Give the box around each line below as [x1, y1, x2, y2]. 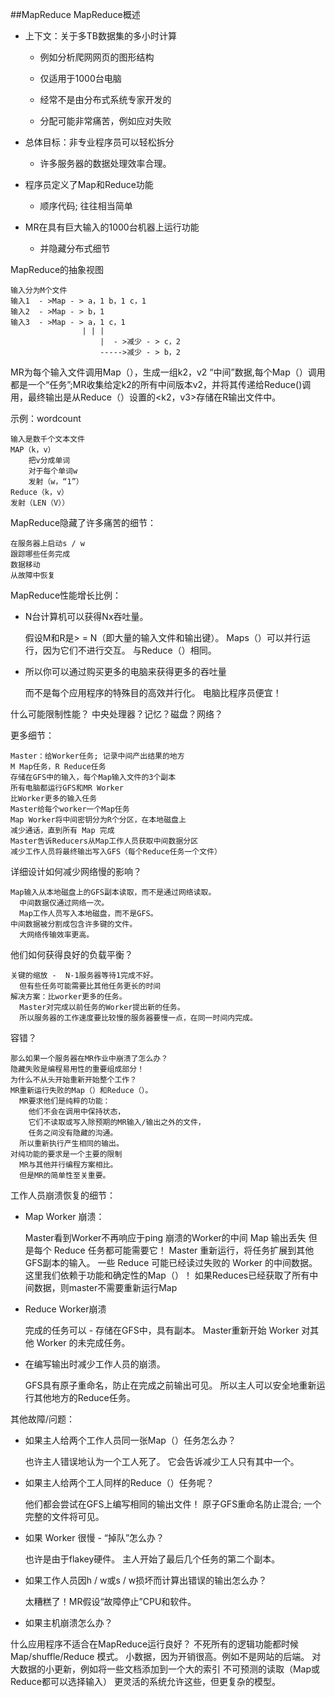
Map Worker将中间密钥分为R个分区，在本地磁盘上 [10, 815, 187, 825]
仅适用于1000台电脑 [39, 73, 122, 84]
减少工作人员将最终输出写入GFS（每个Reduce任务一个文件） [10, 847, 222, 857]
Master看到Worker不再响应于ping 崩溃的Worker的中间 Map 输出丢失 [24, 1232, 307, 1243]
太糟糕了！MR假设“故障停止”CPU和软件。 [24, 1596, 197, 1607]
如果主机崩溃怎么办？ [24, 1617, 113, 1628]
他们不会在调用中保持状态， [28, 1107, 126, 1117]
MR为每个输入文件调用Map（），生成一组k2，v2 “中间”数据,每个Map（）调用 [10, 366, 326, 378]
